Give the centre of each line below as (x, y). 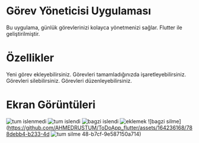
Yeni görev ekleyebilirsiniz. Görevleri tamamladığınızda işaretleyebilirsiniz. (96, 74)
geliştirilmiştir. (23, 33)
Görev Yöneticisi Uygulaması (79, 11)
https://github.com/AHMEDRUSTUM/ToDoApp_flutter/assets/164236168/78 (100, 128)
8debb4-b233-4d (28, 134)
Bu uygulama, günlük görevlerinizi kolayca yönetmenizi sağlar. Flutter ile (94, 27)
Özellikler (30, 58)
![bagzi (156, 121)
